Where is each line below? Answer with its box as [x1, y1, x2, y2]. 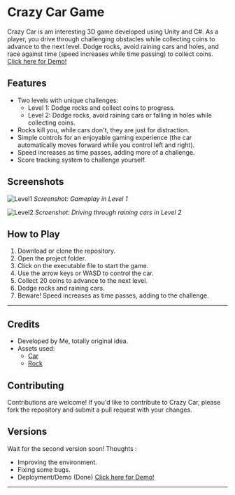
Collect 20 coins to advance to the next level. [17, 277, 148, 285]
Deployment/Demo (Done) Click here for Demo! [17, 473, 155, 481]
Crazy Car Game [7, 4, 105, 20]
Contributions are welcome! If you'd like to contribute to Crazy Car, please [7, 398, 221, 406]
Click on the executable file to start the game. [17, 262, 149, 270]
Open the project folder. [17, 254, 87, 263]
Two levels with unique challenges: [17, 96, 119, 104]
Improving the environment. [17, 458, 98, 466]
